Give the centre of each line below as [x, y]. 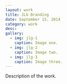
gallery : [15, 33]
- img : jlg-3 [24, 57]
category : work [21, 24]
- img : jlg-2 [24, 48]
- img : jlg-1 [24, 38]
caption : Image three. [39, 62]
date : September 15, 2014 [33, 19]
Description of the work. [31, 76]
